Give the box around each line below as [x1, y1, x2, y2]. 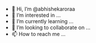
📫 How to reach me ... [11, 31, 66, 37]
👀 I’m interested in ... [11, 12, 61, 19]
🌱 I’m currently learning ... [11, 18, 74, 24]
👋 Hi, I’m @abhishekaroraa [11, 6, 76, 12]
